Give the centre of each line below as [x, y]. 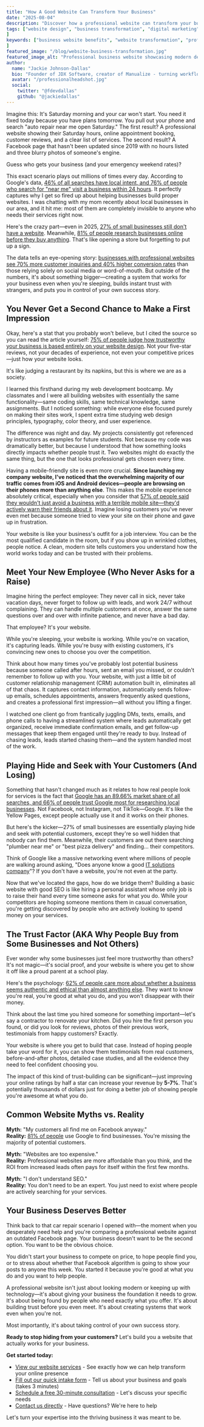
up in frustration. [27, 522]
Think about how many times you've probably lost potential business [92, 664]
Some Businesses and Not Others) [73, 944]
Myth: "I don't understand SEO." [47, 1179]
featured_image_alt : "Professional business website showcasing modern [99, 57]
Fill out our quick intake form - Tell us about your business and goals [101, 1380]
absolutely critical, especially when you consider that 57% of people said [98, 496]
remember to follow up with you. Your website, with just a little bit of [91, 677]
